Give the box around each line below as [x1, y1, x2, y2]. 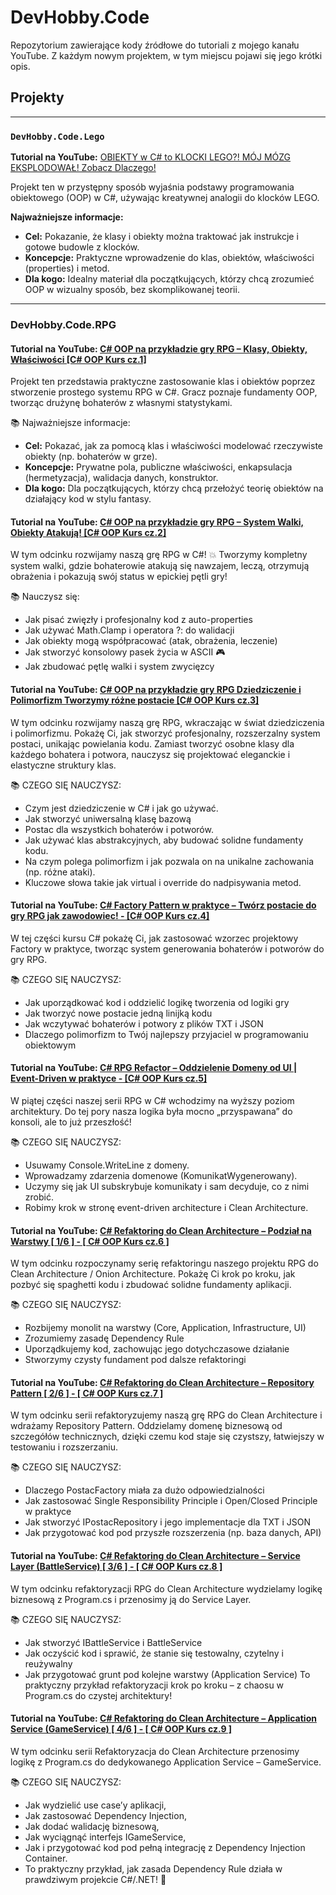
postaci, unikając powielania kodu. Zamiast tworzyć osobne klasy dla [10, 737, 295, 750]
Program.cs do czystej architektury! [24, 1689, 173, 1701]
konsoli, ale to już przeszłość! [10, 1116, 132, 1128]
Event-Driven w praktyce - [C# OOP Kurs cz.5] [10, 1072, 208, 1085]
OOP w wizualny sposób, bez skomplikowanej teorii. [24, 284, 240, 296]
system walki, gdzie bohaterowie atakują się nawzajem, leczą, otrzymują [10, 560, 310, 572]
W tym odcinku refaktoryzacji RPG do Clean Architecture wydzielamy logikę [10, 1582, 323, 1595]
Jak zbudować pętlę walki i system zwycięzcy [24, 661, 215, 673]
